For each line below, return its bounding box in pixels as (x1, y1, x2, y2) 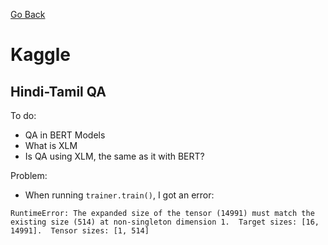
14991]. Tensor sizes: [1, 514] (10, 226, 150, 236)
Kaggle (10, 44, 72, 66)
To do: (10, 110, 37, 121)
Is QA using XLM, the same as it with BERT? (24, 150, 205, 162)
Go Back (10, 9, 46, 20)
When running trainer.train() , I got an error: (24, 189, 215, 201)
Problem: (10, 170, 48, 181)
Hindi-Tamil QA (10, 83, 107, 100)
